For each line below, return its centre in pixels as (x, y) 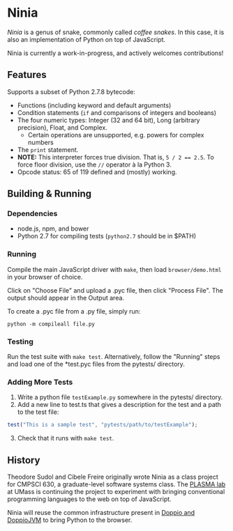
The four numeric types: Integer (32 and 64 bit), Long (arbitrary (108, 120)
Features (27, 75)
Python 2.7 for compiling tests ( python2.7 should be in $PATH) (107, 236)
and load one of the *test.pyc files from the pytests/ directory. (96, 364)
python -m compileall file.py (51, 324)
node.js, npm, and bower (53, 229)
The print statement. (48, 149)
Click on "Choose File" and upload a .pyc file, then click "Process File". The (115, 290)
